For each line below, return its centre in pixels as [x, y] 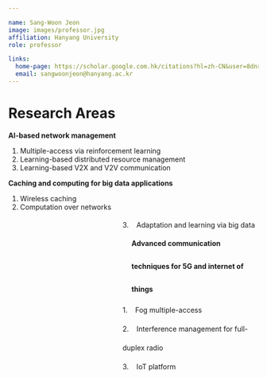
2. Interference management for [178, 329]
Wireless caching [48, 198]
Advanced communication [176, 243]
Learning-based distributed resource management [103, 159]
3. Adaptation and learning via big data [189, 224]
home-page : [33, 67]
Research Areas [62, 113]
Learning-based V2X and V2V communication [95, 167]
